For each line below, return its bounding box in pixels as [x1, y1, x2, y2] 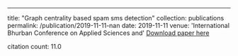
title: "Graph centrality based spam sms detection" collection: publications [7, 14, 225, 22]
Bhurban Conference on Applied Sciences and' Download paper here [7, 29, 210, 37]
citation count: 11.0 [7, 43, 62, 50]
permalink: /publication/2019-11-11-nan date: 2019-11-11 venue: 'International [7, 22, 230, 29]
